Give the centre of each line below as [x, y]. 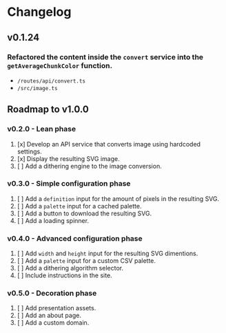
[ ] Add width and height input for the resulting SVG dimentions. [107, 254]
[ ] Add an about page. [49, 315]
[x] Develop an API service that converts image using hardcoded [109, 144]
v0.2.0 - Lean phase [42, 129]
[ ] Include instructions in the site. [64, 275]
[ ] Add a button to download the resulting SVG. [84, 213]
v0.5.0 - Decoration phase [52, 293]
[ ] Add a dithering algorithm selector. [70, 268]
